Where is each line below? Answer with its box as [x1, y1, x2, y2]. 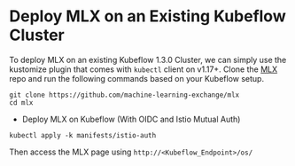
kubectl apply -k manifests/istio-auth [9, 130, 157, 139]
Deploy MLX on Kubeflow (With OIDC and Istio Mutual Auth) [21, 114, 241, 124]
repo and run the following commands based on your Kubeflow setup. [9, 73, 264, 83]
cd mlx [9, 98, 34, 107]
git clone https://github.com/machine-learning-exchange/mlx [9, 91, 240, 99]
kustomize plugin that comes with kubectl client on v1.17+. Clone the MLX [9, 64, 278, 75]
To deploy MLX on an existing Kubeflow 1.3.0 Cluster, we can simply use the [9, 54, 287, 65]
